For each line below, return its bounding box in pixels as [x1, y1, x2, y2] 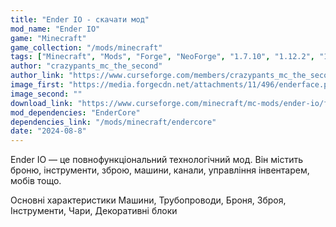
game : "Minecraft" [10, 33, 87, 43]
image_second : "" [10, 89, 83, 99]
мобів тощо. [10, 175, 62, 187]
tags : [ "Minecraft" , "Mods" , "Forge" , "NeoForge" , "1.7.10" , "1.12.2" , [10, 52, 316, 62]
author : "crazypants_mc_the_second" [10, 61, 163, 71]
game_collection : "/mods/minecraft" [10, 42, 163, 53]
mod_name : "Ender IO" [10, 24, 101, 34]
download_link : [10, 98, 74, 108]
